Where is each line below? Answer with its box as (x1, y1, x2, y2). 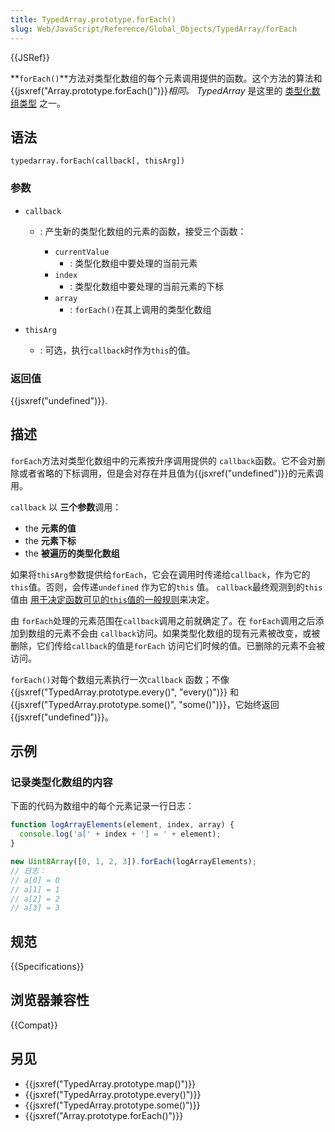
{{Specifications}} (10, 961, 85, 973)
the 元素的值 (24, 522, 77, 534)
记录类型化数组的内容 (10, 776, 113, 790)
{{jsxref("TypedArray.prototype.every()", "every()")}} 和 (10, 686, 239, 698)
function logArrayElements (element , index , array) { (10, 820, 235, 830)
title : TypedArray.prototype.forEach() (10, 14, 177, 25)
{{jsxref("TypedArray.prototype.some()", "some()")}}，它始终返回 (10, 698, 280, 710)
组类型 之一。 (10, 97, 66, 109)
